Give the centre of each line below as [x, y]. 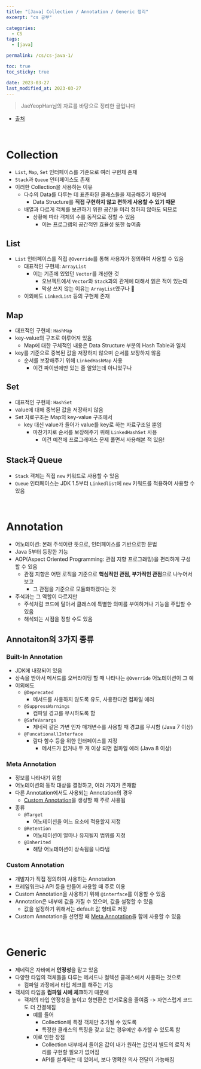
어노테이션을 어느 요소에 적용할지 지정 [77, 821]
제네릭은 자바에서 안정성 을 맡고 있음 [57, 970]
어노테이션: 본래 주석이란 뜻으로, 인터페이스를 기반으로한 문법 [86, 544]
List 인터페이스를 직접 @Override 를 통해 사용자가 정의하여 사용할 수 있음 [99, 259]
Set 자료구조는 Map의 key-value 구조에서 [63, 417]
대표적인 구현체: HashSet [43, 402]
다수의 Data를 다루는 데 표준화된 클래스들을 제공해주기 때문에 [95, 194]
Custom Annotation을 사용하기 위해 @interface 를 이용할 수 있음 [90, 894]
